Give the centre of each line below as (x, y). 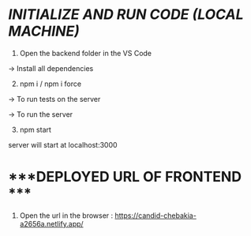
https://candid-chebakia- (156, 215)
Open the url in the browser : (66, 215)
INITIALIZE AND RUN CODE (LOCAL (126, 15)
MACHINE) (44, 31)
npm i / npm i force (50, 84)
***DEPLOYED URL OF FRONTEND (125, 177)
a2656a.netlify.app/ (52, 223)
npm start (35, 129)
